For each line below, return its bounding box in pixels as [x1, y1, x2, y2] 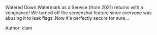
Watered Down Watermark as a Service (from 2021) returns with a [5, 5, 143, 10]
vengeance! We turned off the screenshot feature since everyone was [5, 10, 152, 16]
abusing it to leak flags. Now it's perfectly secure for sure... [5, 15, 130, 21]
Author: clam [5, 25, 32, 31]
